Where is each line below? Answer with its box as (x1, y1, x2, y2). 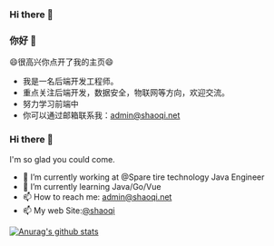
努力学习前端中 (22, 99, 79, 110)
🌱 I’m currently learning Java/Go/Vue (22, 181, 161, 192)
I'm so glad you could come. (9, 153, 115, 164)
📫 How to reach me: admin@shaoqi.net (22, 191, 172, 202)
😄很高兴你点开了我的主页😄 (9, 56, 114, 67)
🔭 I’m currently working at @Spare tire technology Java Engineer (22, 172, 265, 182)
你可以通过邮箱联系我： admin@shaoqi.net (22, 110, 181, 121)
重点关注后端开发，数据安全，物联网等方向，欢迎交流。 (22, 87, 230, 98)
